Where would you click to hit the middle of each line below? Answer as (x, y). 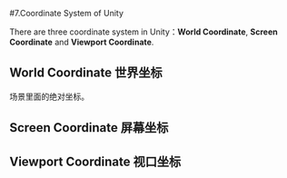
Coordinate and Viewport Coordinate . (82, 42)
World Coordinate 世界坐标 (86, 73)
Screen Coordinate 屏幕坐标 (89, 128)
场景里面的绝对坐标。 (49, 96)
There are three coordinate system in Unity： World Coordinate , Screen (144, 32)
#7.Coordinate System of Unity (67, 13)
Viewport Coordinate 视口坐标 (95, 161)
